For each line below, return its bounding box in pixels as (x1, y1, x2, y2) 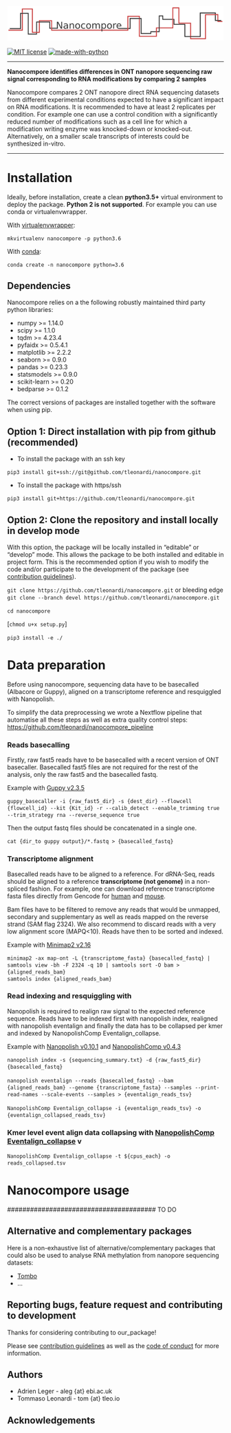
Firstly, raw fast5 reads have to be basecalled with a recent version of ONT (7, 755, 219, 764)
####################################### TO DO (7, 1205, 177, 1214)
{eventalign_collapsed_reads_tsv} (7, 1111, 107, 1118)
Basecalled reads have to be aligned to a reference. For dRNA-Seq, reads (7, 869, 215, 878)
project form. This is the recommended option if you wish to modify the (7, 557, 209, 566)
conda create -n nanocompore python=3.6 (7, 261, 125, 268)
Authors (7, 1369, 43, 1381)
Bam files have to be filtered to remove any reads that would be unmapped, (7, 905, 221, 913)
